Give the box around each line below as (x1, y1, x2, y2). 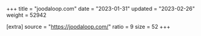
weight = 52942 (6, 11, 47, 19)
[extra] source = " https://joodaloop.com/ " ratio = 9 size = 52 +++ (6, 23, 170, 30)
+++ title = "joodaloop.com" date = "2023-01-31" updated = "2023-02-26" (6, 5, 196, 12)
